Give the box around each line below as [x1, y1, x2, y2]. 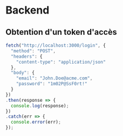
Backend [5, 4, 49, 17]
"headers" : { [11, 54, 43, 59]
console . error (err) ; [11, 119, 61, 125]
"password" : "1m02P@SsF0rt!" [16, 81, 88, 87]
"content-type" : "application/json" [16, 59, 107, 65]
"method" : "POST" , [11, 48, 56, 54]
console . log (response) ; [11, 102, 69, 109]
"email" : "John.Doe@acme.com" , [16, 75, 93, 81]
